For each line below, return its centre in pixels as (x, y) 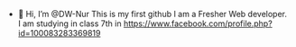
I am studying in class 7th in (69, 23)
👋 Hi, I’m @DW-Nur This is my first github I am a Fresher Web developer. (152, 14)
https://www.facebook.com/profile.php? (198, 23)
